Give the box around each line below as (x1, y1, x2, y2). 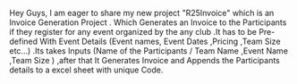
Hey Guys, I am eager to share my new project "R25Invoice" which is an (9, 8, 275, 18)
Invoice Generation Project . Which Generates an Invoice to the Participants (9, 17, 287, 28)
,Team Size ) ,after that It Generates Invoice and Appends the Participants (9, 55, 280, 65)
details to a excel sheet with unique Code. (9, 64, 164, 75)
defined (9, 36, 38, 46)
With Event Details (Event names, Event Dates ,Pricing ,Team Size (39, 36, 281, 46)
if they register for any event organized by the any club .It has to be (9, 27, 258, 37)
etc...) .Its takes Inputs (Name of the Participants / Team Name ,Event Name (9, 46, 289, 56)
